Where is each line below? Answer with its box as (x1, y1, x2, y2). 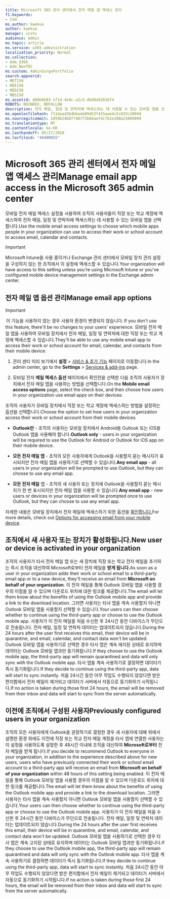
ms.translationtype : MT (5, 120, 56, 126)
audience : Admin (5, 36, 39, 41)
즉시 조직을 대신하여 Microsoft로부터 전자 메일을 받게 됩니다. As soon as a (10, 564, 157, 570)
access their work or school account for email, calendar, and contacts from (5, 342, 162, 348)
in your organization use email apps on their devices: (12, 392, 123, 398)
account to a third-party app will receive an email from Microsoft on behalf (5, 764, 162, 770)
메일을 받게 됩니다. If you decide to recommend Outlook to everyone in (10, 748, 154, 754)
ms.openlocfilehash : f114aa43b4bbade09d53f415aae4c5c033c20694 (5, 111, 142, 117)
